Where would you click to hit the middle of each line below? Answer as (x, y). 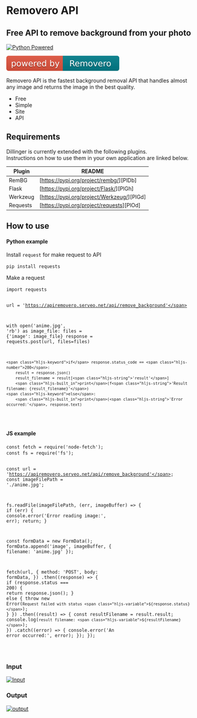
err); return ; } (27, 521)
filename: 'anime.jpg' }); (40, 552)
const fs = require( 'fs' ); (40, 453)
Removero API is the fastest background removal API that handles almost (97, 80)
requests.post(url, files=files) (48, 342)
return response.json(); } (40, 593)
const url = (21, 469)
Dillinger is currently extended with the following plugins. (77, 151)
